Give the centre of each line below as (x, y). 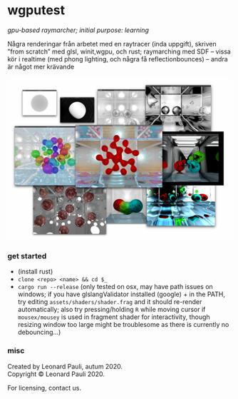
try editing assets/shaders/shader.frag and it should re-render (110, 302)
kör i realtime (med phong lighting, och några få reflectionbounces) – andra (118, 59)
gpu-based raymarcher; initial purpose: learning (78, 30)
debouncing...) (39, 332)
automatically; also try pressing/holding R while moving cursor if (112, 310)
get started (27, 256)
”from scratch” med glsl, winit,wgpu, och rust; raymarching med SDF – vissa (119, 51)
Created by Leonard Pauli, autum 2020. (65, 366)
